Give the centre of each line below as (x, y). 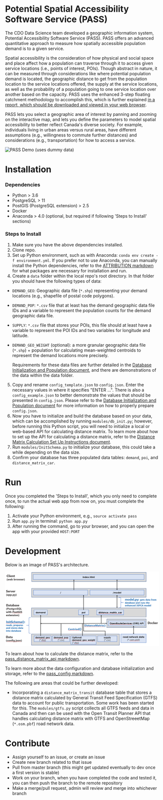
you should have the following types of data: (57, 281)
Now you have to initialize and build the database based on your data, (82, 416)
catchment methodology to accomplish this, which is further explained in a (80, 99)
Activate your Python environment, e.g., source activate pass (74, 516)
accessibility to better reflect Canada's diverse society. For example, (74, 124)
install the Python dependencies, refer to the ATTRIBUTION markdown (83, 266)
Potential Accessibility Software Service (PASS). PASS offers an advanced (79, 38)
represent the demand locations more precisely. (60, 355)
